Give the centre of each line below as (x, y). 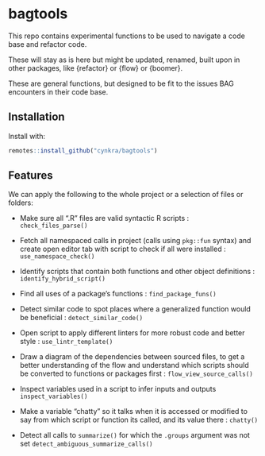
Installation (36, 117)
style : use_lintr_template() (66, 342)
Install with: (27, 136)
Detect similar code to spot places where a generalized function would (135, 309)
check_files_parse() (54, 226)
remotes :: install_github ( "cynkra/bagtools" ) (83, 151)
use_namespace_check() (57, 257)
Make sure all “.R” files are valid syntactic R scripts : (104, 218)
